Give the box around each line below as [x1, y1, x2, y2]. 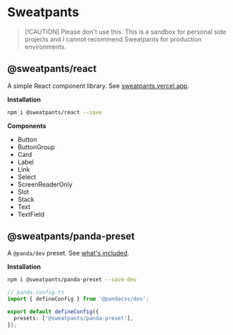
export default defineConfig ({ [7, 308, 99, 315]
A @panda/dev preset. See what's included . [7, 249, 130, 258]
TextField [17, 210, 44, 218]
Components [7, 121, 46, 130]
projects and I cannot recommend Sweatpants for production [24, 34, 202, 43]
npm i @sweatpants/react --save [7, 108, 102, 116]
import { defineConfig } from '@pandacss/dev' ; [7, 296, 150, 303]
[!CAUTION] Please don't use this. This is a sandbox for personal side [24, 27, 227, 36]
